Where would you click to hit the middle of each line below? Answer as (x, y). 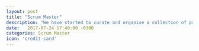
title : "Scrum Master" (34, 17)
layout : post (22, 11)
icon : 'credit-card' (32, 39)
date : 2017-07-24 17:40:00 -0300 (50, 28)
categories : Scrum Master (38, 33)
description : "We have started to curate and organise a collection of (96, 22)
